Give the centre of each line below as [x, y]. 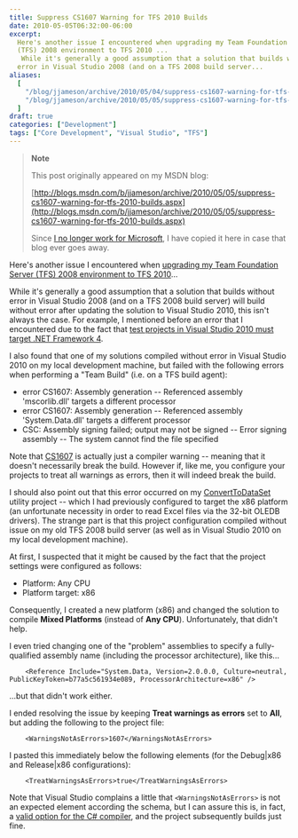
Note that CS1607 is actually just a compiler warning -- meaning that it [137, 456]
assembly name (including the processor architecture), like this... [161, 655]
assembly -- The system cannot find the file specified [120, 439]
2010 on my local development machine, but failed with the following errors [147, 365]
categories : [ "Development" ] [63, 125]
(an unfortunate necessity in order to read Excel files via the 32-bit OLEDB [145, 510]
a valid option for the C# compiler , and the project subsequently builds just [145, 816]
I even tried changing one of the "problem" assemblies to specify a [132, 645]
